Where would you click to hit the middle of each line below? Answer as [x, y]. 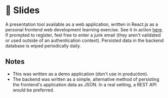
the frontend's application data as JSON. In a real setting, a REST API [85, 84]
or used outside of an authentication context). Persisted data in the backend [85, 40]
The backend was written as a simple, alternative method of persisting [86, 79]
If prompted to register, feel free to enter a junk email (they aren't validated [83, 35]
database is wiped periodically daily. [43, 45]
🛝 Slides [23, 10]
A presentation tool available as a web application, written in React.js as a [82, 24]
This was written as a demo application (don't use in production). [80, 74]
